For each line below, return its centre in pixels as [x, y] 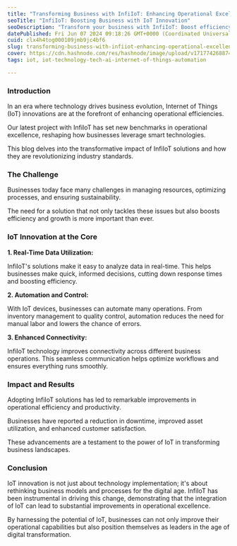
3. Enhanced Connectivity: [47, 337]
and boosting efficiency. [42, 281]
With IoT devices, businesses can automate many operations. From [105, 308]
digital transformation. [39, 535]
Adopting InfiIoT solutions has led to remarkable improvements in [102, 400]
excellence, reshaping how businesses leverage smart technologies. [107, 135]
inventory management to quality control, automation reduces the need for [116, 316]
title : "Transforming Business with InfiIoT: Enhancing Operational [110, 14]
